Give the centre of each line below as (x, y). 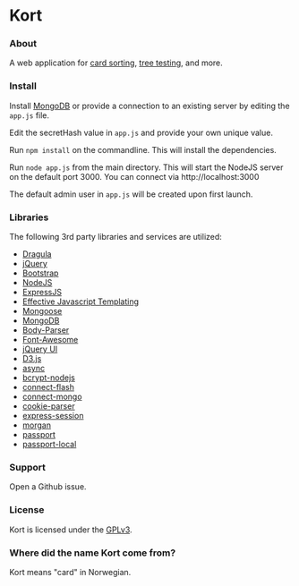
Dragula (37, 254)
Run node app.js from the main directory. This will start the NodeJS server (146, 167)
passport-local (49, 445)
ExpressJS (42, 293)
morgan (37, 425)
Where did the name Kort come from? (93, 553)
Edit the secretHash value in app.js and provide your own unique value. (141, 132)
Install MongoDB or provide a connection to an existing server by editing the (149, 106)
